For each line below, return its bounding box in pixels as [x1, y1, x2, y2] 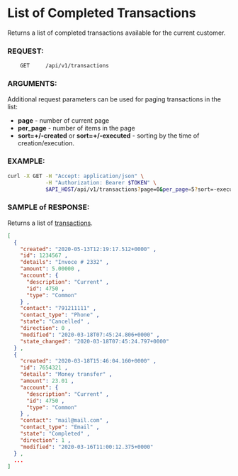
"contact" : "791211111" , [20, 305, 97, 312]
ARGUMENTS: [7, 79, 57, 89]
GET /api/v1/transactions [20, 62, 110, 70]
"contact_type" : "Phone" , [20, 311, 100, 319]
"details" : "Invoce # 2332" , [20, 259, 110, 266]
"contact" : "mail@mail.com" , [20, 417, 110, 424]
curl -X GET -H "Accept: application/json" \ [7, 172, 144, 179]
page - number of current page [17, 116, 110, 125]
